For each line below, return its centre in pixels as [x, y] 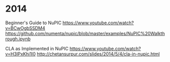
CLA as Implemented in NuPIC [37, 48]
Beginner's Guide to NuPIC [34, 23]
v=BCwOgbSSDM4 [25, 28]
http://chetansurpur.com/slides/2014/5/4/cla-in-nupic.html [98, 54]
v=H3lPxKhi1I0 [20, 54]
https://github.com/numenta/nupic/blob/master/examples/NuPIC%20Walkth [85, 33]
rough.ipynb [18, 39]
